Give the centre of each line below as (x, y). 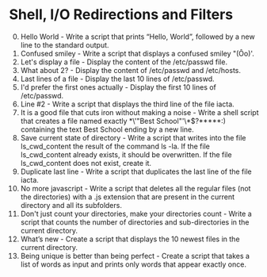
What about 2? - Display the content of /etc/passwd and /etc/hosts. (130, 70)
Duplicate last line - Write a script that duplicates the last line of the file (136, 171)
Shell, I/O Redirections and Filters (121, 15)
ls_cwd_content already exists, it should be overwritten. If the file (126, 154)
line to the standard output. (65, 44)
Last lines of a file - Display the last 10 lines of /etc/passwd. (117, 79)
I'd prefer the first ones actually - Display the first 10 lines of (118, 87)
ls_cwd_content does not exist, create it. (86, 163)
